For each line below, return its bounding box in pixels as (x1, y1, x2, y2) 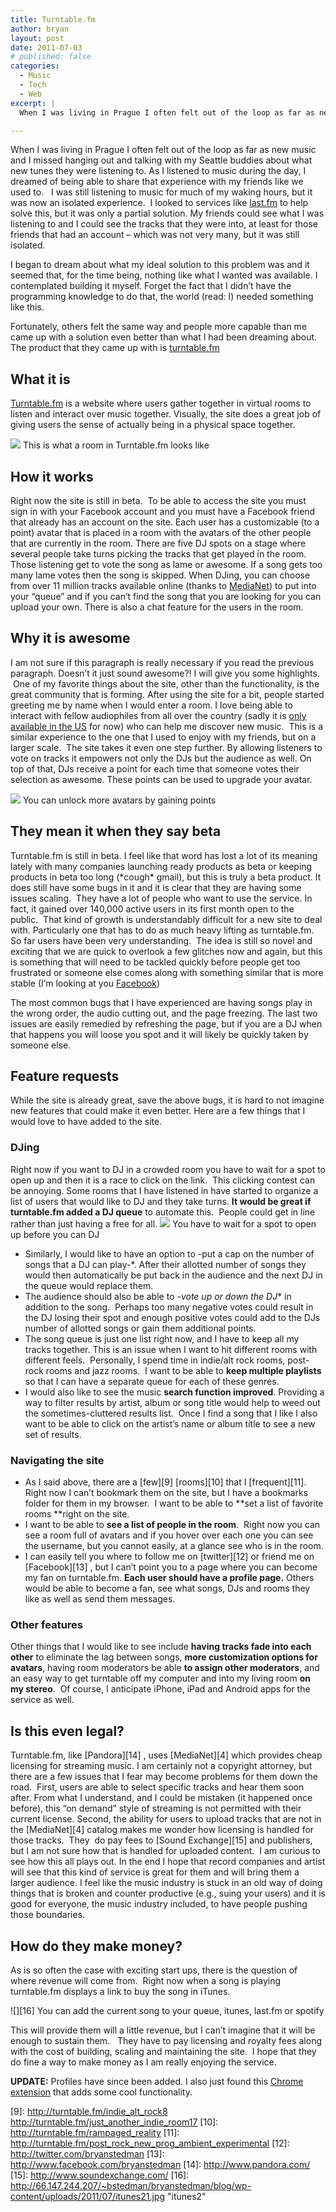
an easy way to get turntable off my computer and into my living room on (10, 1672, 312, 1685)
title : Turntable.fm (10, 14, 97, 25)
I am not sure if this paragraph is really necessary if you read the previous (10, 656, 315, 668)
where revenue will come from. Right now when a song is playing (10, 1974, 282, 1986)
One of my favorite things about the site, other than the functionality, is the (12, 677, 320, 690)
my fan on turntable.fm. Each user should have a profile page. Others (24, 1572, 315, 1584)
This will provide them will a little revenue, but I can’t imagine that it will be (10, 2024, 316, 2036)
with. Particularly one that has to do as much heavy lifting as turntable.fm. (10, 924, 315, 936)
